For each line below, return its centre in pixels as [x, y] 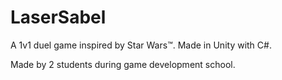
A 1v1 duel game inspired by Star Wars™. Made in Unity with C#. [141, 45]
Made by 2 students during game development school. [123, 64]
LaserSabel [58, 17]
